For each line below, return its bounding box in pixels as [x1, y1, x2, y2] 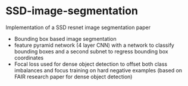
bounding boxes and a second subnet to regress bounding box [14, 47, 168, 55]
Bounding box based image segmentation [14, 35, 117, 42]
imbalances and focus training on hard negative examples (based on [14, 66, 183, 74]
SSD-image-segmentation [5, 4, 138, 18]
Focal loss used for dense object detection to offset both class [14, 60, 168, 68]
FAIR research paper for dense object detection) [14, 73, 133, 80]
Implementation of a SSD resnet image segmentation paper [5, 24, 151, 31]
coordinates [14, 54, 44, 61]
